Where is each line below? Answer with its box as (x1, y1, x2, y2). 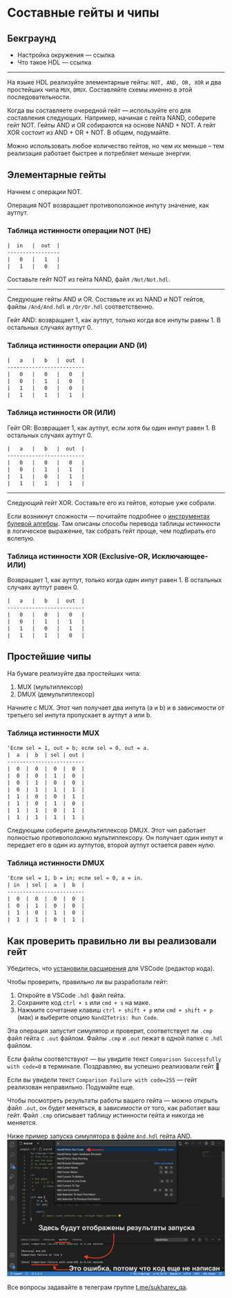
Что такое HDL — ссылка (17, 58, 92, 67)
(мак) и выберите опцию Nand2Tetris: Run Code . (17, 1013, 159, 1021)
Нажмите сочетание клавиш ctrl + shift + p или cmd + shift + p (17, 1006, 213, 1015)
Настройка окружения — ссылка (17, 51, 115, 59)
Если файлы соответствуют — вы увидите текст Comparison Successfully (7, 1055, 222, 1063)
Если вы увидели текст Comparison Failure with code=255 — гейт (7, 1076, 197, 1084)
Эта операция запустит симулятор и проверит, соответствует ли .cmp (7, 1027, 213, 1035)
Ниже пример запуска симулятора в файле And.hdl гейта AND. (7, 1132, 192, 1141)
